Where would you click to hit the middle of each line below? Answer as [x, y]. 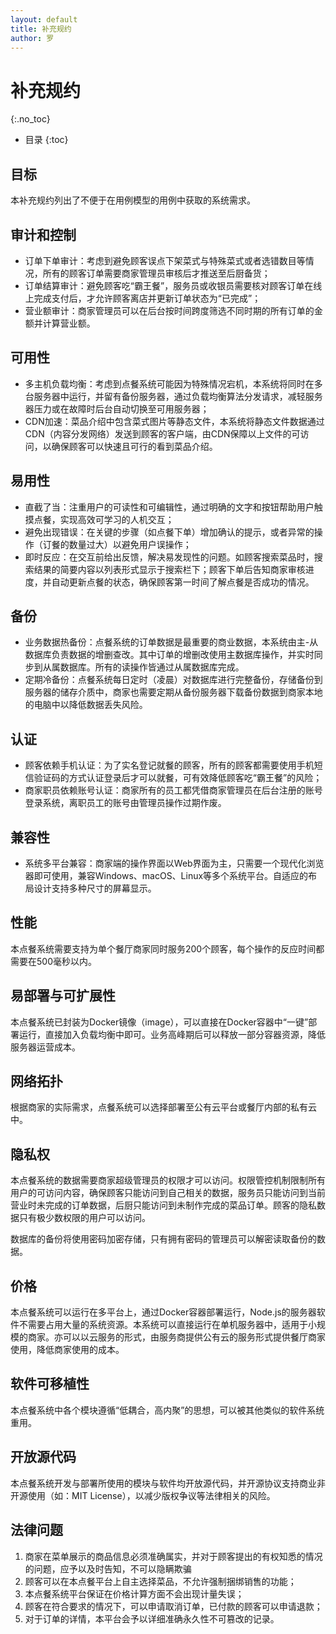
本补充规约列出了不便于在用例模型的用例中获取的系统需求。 [133, 200]
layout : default [44, 19]
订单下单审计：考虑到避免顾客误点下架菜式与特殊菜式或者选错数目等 [165, 260]
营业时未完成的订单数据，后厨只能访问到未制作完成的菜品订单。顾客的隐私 [163, 1205]
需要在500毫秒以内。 [53, 961]
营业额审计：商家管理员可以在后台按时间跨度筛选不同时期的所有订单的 [169, 310]
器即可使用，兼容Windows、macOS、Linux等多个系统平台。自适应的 [166, 875]
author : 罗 [32, 38]
